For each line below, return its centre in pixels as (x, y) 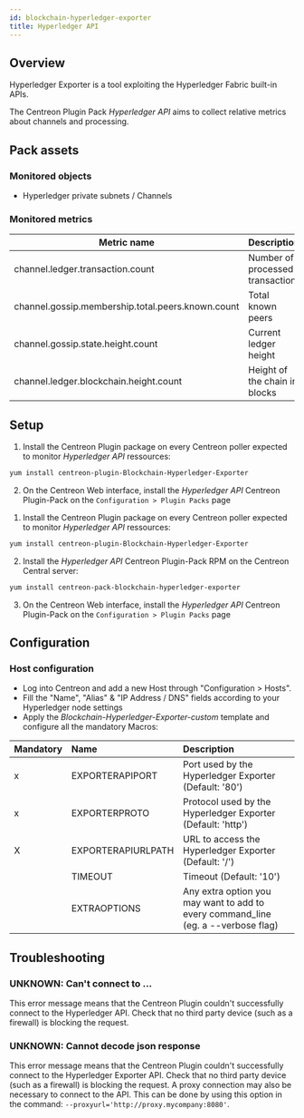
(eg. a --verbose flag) (230, 926)
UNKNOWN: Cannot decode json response (105, 1046)
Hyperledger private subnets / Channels (97, 195)
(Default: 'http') (215, 824)
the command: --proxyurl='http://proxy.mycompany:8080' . (119, 1104)
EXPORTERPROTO (110, 813)
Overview (38, 63)
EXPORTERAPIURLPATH (123, 851)
